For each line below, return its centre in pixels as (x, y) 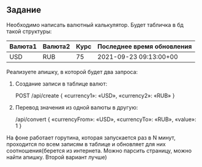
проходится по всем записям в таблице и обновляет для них (86, 144)
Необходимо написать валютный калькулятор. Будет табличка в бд (95, 24)
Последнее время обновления (145, 46)
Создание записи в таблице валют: (61, 83)
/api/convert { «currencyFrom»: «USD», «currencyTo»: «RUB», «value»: (106, 119)
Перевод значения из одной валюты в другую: (77, 107)
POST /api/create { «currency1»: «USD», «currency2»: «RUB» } (95, 95)
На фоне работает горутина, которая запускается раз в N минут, (91, 138)
